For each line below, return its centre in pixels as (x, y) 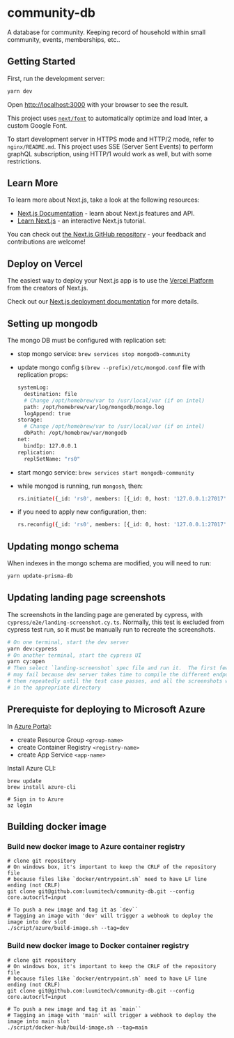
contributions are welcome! (46, 242)
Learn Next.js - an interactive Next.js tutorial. (81, 221)
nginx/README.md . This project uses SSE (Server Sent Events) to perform (110, 146)
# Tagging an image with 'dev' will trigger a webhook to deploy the (110, 916)
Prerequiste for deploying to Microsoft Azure (106, 710)
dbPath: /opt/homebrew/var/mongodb (76, 433)
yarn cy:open (26, 662)
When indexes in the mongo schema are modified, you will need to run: (109, 563)
